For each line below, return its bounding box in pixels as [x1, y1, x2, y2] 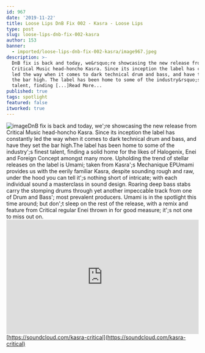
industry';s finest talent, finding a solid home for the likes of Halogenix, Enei [6, 148, 196, 155]
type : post [6, 26, 34, 32]
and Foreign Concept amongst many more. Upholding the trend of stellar [6, 154, 189, 162]
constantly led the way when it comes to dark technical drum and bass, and [6, 135, 196, 142]
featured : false [6, 99, 48, 105]
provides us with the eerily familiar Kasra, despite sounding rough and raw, [6, 167, 195, 174]
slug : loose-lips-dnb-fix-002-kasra [6, 32, 99, 38]
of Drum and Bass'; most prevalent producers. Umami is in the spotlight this [6, 193, 197, 201]
